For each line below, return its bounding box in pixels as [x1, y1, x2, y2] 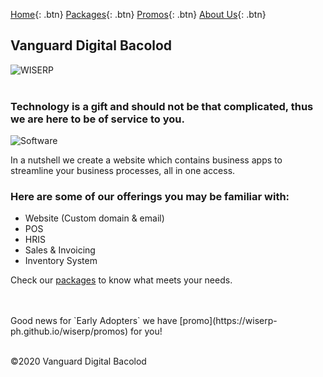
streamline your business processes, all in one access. [10, 165, 236, 177]
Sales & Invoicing [24, 244, 96, 256]
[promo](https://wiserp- [179, 315, 278, 327]
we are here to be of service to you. [10, 112, 185, 126]
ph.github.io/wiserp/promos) [10, 325, 129, 338]
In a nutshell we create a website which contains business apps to [10, 154, 283, 166]
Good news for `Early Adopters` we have [10, 315, 178, 327]
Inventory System [24, 255, 98, 267]
